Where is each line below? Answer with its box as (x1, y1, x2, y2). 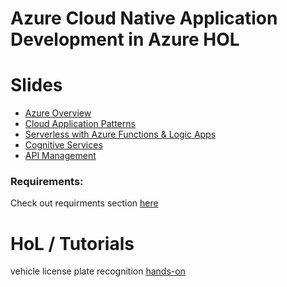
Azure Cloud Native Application (10, 7, 278, 30)
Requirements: (10, 175, 84, 189)
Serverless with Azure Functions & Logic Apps (24, 128, 217, 141)
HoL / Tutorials (10, 232, 135, 255)
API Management (24, 150, 97, 162)
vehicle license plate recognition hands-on (10, 265, 186, 277)
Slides (10, 74, 63, 97)
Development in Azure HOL (10, 28, 240, 51)
